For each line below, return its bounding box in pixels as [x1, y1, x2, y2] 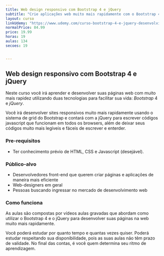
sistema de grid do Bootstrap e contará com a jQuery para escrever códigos [5, 115, 158, 121]
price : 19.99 [5, 30, 32, 34]
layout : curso [5, 16, 35, 21]
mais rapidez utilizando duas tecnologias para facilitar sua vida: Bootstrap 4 [5, 95, 158, 101]
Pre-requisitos [5, 137, 40, 144]
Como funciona [5, 199, 43, 206]
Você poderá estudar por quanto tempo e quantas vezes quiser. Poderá [5, 230, 149, 236]
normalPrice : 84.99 [5, 25, 45, 30]
